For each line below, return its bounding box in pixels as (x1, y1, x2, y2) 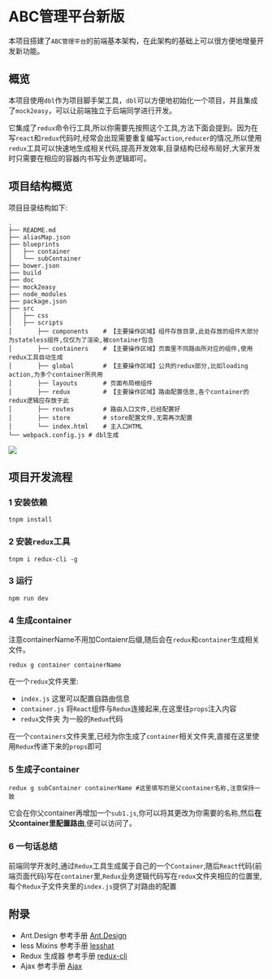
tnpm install (8, 516, 53, 524)
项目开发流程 (8, 470, 73, 484)
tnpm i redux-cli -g (8, 555, 79, 563)
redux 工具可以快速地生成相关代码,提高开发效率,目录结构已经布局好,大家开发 (8, 143, 261, 153)
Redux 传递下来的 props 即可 (15, 741, 102, 751)
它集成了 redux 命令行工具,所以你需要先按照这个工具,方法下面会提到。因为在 (8, 123, 258, 133)
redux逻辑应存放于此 (8, 396, 70, 404)
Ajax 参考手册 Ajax (19, 961, 83, 971)
